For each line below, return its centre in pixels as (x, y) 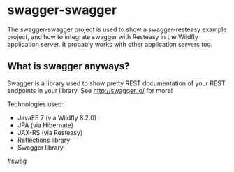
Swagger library (41, 147)
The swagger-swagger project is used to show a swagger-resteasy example (117, 29)
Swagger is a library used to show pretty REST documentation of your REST (116, 83)
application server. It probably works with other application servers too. (110, 44)
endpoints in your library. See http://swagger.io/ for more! (90, 90)
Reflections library (44, 140)
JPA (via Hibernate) (45, 125)
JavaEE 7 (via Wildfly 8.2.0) (57, 117)
